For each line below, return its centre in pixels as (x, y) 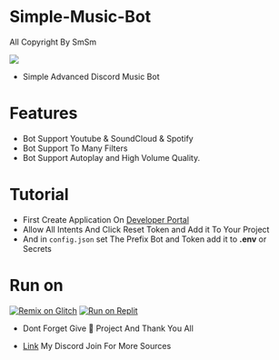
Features (44, 113)
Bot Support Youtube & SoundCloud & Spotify (108, 138)
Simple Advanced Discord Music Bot (91, 76)
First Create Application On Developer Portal (105, 219)
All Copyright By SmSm (53, 42)
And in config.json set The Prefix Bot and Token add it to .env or (144, 239)
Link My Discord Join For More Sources (97, 345)
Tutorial (40, 195)
